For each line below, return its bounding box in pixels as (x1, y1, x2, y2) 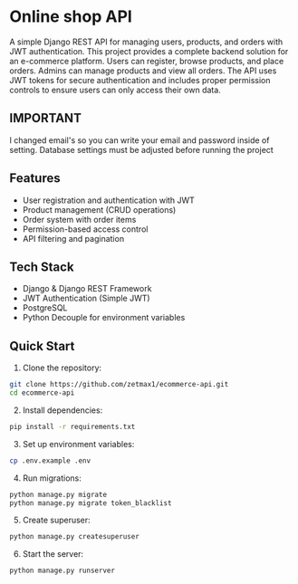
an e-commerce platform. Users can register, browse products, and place (9, 55, 284, 66)
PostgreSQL (22, 302, 68, 313)
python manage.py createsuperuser (9, 532, 140, 541)
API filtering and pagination (22, 233, 125, 244)
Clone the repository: (22, 362, 102, 373)
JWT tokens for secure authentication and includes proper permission (9, 74, 271, 85)
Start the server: (22, 549, 84, 560)
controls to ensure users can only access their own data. (9, 84, 222, 95)
